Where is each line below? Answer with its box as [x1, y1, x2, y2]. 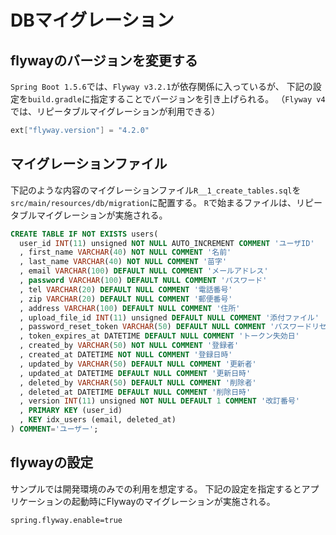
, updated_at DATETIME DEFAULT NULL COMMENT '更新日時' [19, 368, 252, 378]
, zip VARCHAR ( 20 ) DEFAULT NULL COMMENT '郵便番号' [19, 294, 233, 304]
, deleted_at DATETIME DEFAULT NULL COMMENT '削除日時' [19, 387, 252, 397]
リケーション [10, 495, 63, 507]
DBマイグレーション [10, 9, 175, 32]
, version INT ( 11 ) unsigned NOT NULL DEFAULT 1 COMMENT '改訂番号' [19, 396, 300, 406]
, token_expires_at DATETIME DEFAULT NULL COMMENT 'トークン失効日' [19, 331, 300, 341]
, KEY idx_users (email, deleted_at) [19, 415, 177, 425]
